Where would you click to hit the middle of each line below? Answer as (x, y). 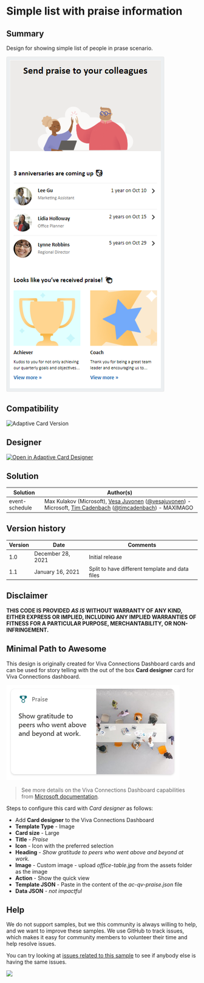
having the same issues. (36, 962)
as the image (31, 871)
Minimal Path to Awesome (56, 649)
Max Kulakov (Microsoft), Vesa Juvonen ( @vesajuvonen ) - (118, 502)
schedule (20, 508)
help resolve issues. (31, 944)
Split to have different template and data (139, 568)
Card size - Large (37, 832)
